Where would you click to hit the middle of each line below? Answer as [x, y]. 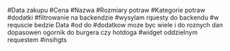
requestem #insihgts [37, 40]
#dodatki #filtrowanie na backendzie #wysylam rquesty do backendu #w [113, 17]
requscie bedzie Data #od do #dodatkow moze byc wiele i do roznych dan [115, 25]
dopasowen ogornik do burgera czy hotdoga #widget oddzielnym [103, 32]
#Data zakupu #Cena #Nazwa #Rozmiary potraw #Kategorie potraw [107, 10]
